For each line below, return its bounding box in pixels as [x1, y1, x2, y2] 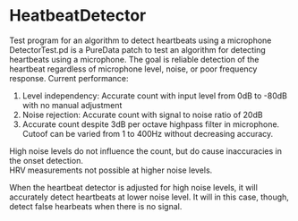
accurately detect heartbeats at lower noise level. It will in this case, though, [9, 191, 289, 202]
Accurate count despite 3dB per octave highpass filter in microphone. [21, 118, 280, 130]
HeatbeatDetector [9, 5, 147, 26]
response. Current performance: [9, 72, 129, 83]
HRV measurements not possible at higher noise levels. [9, 165, 213, 175]
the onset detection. [9, 155, 83, 166]
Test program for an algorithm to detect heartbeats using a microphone [9, 35, 272, 46]
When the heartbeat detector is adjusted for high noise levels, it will [9, 182, 258, 192]
